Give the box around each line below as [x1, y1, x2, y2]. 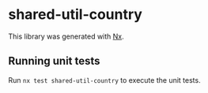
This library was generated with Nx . [8, 32, 124, 41]
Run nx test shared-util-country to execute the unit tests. [8, 75, 201, 84]
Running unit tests [8, 54, 100, 68]
